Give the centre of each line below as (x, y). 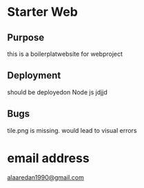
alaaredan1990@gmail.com (45, 177)
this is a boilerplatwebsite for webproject (65, 54)
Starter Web (42, 12)
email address (48, 158)
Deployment (34, 75)
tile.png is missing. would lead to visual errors (72, 130)
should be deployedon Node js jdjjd (58, 92)
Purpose (26, 38)
